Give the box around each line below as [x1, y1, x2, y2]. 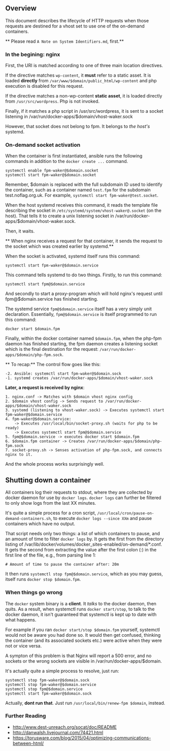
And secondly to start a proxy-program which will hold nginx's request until [5, 290, 163, 297]
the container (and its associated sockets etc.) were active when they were [5, 637, 162, 643]
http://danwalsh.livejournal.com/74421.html [12, 729, 104, 735]
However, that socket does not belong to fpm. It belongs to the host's [5, 123, 150, 129]
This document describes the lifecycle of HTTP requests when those [5, 17, 149, 23]
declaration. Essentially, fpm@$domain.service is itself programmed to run [5, 311, 157, 317]
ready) [5, 426, 19, 431]
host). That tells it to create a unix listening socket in [5, 213, 114, 219]
